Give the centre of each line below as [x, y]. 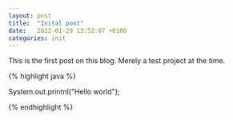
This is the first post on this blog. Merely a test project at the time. [117, 61]
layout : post [30, 16]
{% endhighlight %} [41, 107]
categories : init [37, 38]
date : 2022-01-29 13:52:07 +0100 [68, 30]
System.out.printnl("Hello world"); [64, 92]
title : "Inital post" [46, 23]
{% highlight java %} [42, 76]
